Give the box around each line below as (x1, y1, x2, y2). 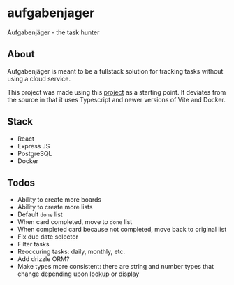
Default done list (17, 210, 63, 218)
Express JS (17, 141, 50, 150)
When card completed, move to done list (17, 218, 133, 226)
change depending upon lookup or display (17, 270, 140, 278)
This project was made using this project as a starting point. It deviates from (7, 88, 226, 96)
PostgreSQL (17, 149, 52, 158)
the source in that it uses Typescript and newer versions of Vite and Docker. (7, 95, 226, 104)
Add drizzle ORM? (17, 255, 70, 263)
